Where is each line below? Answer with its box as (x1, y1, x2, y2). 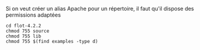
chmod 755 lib (5, 33, 42, 39)
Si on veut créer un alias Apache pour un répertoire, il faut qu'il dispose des (5, 5, 195, 12)
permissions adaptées (5, 11, 61, 18)
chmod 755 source (5, 28, 50, 34)
